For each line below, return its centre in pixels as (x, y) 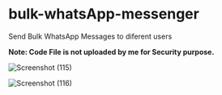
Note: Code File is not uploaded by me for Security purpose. (111, 52)
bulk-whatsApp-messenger (104, 14)
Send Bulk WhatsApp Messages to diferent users (90, 36)
